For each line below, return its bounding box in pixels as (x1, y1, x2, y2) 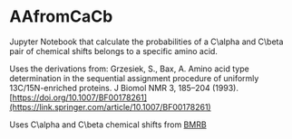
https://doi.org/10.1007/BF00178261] (12, 92, 148, 103)
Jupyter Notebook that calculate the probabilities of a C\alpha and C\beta (9, 36, 284, 47)
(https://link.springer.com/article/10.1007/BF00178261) (9, 101, 211, 112)
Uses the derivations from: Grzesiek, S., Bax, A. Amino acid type (9, 63, 249, 74)
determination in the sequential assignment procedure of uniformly (9, 72, 259, 83)
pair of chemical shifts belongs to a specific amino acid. (9, 45, 218, 56)
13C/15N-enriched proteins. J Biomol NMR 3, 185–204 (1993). (9, 82, 238, 93)
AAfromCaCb (9, 6, 113, 27)
